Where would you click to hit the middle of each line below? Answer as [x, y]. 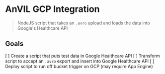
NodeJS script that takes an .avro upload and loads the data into [83, 23]
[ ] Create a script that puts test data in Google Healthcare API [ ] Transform [82, 56]
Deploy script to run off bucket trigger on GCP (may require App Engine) [79, 66]
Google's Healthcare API [42, 28]
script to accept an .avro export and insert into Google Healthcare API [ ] [80, 61]
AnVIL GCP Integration [53, 9]
